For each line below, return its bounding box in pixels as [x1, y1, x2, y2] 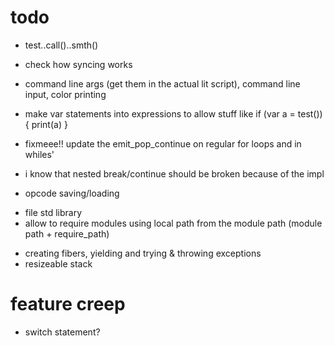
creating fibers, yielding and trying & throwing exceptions [24, 247, 262, 259]
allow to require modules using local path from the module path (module [24, 217, 323, 229]
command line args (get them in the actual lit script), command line [24, 77, 301, 90]
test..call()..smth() [24, 39, 99, 51]
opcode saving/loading [24, 187, 120, 199]
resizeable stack [24, 257, 93, 270]
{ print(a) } [24, 118, 68, 130]
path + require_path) [24, 227, 110, 240]
